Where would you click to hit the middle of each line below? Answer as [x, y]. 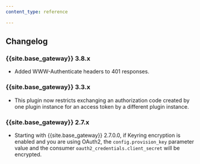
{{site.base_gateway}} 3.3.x [48, 87]
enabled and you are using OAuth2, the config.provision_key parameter [104, 141]
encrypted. [28, 154]
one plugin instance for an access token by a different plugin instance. [102, 106]
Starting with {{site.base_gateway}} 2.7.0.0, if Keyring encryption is [97, 135]
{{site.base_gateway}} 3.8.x [48, 58]
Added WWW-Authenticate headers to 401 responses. [82, 71]
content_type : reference [37, 12]
